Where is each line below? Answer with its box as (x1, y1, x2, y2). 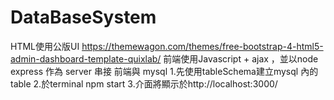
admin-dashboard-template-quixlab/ (10, 52, 162, 65)
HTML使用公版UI (10, 40, 80, 52)
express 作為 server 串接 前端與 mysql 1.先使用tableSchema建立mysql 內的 (10, 65, 319, 77)
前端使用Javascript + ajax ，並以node (163, 52, 319, 65)
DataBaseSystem (10, 6, 157, 29)
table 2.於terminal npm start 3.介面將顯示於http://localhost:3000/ (10, 77, 278, 90)
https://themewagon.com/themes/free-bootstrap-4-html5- (81, 40, 324, 52)
